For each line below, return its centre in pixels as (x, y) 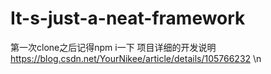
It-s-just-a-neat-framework (128, 18)
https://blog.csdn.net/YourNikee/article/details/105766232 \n (136, 58)
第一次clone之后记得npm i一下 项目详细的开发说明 (113, 47)
